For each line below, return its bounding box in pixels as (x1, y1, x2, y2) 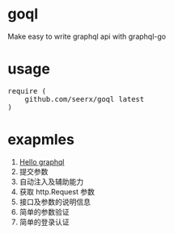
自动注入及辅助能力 (19, 177, 84, 186)
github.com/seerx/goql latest (24, 94, 145, 103)
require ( (7, 86, 46, 95)
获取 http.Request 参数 (19, 186, 95, 196)
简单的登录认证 (19, 217, 70, 227)
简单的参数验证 (19, 207, 70, 216)
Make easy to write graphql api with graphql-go (7, 31, 167, 41)
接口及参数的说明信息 (19, 197, 91, 207)
